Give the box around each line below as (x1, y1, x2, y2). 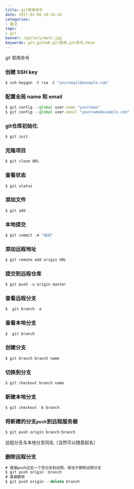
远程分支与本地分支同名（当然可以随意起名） (5, 440, 98, 446)
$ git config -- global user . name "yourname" (5, 105, 100, 110)
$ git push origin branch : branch (5, 430, 76, 435)
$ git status (5, 184, 33, 189)
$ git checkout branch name (5, 380, 64, 386)
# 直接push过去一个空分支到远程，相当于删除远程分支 (5, 465, 102, 470)
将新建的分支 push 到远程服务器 (5, 418, 78, 425)
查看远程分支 (5, 295, 37, 302)
